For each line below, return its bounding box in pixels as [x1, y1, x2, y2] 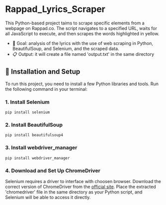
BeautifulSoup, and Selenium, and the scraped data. [12, 45, 119, 51]
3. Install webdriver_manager [5, 144, 78, 151]
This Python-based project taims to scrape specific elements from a [5, 20, 145, 26]
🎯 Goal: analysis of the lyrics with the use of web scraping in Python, [12, 40, 153, 46]
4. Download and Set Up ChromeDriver [5, 167, 100, 174]
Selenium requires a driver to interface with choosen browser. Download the [5, 178, 162, 184]
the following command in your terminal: [5, 86, 88, 92]
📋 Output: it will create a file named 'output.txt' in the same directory [12, 51, 155, 57]
